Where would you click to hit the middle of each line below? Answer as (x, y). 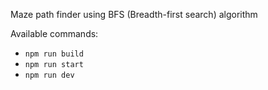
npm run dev (49, 75)
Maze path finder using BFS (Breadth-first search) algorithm (134, 14)
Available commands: (54, 33)
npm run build (54, 54)
